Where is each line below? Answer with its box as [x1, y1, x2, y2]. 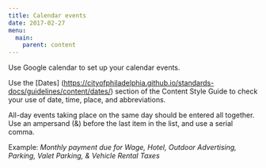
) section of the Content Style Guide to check [110, 86, 258, 96]
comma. [8, 128, 35, 137]
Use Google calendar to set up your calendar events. [8, 63, 180, 72]
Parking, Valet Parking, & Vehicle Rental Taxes [8, 151, 160, 161]
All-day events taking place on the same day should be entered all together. [8, 110, 255, 120]
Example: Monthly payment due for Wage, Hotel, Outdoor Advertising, [8, 143, 237, 152]
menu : [8, 26, 26, 34]
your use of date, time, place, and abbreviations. [8, 95, 166, 105]
